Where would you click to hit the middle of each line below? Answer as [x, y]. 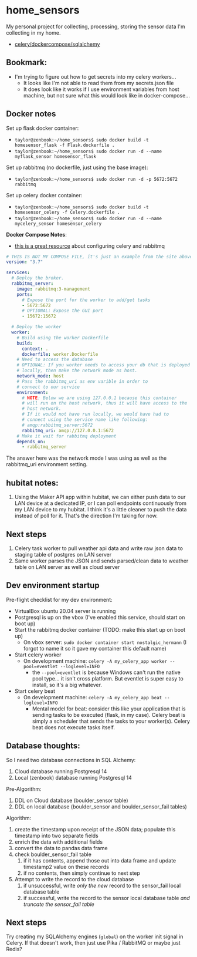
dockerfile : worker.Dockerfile [60, 354]
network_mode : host [40, 376]
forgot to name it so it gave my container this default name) [95, 648]
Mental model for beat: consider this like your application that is [109, 709]
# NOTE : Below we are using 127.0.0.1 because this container [99, 398]
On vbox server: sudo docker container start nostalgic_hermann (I [105, 642]
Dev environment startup [53, 586]
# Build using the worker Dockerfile [63, 338]
